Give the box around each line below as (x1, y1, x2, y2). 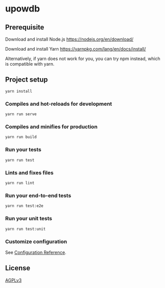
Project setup (5, 76, 48, 84)
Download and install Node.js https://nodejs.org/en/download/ (5, 36, 133, 42)
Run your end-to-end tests (5, 192, 71, 199)
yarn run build (5, 135, 37, 140)
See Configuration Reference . (5, 249, 66, 255)
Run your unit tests (5, 215, 52, 222)
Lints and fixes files (5, 169, 54, 176)
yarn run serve (5, 112, 37, 117)
